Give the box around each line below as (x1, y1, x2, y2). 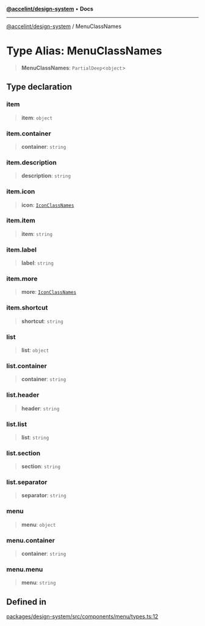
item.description (6, 158, 57, 166)
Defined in (6, 597, 47, 607)
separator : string (21, 492, 67, 499)
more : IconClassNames (21, 288, 77, 296)
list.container (6, 361, 47, 370)
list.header (6, 391, 40, 399)
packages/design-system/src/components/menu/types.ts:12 (6, 613, 159, 621)
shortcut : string (21, 317, 63, 325)
